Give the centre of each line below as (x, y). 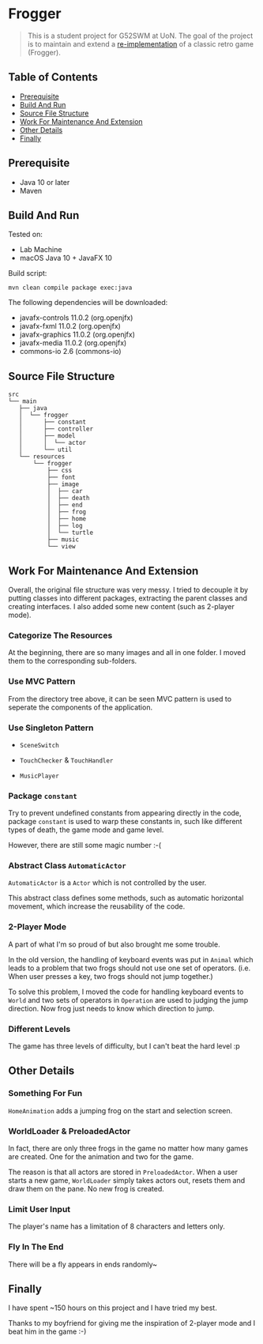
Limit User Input (39, 1209)
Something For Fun (45, 1094)
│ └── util (45, 450)
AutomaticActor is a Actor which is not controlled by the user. (107, 883)
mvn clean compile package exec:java (70, 288)
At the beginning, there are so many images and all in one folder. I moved (127, 653)
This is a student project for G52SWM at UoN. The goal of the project (140, 36)
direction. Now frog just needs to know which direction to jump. (111, 1008)
